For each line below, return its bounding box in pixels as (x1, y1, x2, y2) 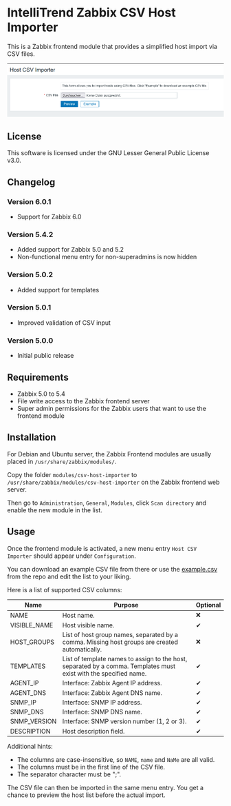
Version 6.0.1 (7, 197, 52, 206)
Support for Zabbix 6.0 (16, 212, 82, 221)
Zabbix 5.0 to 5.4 (16, 390, 65, 398)
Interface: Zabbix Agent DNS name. (62, 688, 163, 697)
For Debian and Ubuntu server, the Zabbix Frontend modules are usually (7, 450, 212, 458)
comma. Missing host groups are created (62, 638, 179, 646)
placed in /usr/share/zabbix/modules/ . (7, 457, 117, 465)
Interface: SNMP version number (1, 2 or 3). (62, 717, 187, 725)
